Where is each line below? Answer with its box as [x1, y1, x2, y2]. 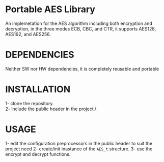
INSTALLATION [5, 84, 70, 95]
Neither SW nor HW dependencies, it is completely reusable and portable [5, 66, 159, 72]
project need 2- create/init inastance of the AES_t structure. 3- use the [5, 146, 153, 152]
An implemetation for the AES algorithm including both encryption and [5, 20, 153, 26]
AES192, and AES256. [5, 31, 51, 37]
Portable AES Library [5, 4, 96, 15]
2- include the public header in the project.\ [5, 106, 97, 112]
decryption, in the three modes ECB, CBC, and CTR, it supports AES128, [5, 25, 156, 31]
